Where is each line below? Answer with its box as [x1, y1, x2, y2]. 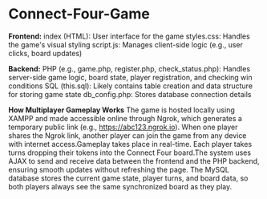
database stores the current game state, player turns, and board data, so [8, 173, 249, 183]
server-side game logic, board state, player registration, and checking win [8, 72, 253, 82]
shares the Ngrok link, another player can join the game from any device [8, 130, 247, 140]
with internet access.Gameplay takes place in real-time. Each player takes [8, 139, 253, 148]
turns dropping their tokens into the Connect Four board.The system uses [8, 148, 251, 157]
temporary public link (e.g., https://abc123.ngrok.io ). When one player [8, 122, 238, 132]
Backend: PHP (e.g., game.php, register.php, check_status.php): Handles [8, 63, 251, 73]
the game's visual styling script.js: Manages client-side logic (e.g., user [8, 39, 243, 49]
